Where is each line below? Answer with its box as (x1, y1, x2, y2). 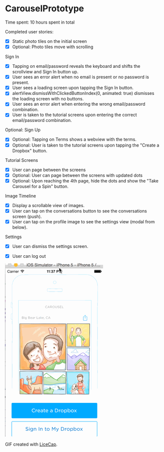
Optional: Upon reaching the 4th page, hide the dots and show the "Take (12, 178, 159, 183)
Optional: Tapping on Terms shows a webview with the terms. (12, 136, 137, 143)
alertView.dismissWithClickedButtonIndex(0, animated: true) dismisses (12, 90, 155, 96)
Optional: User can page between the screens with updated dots (12, 172, 143, 178)
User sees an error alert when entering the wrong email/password (12, 101, 145, 107)
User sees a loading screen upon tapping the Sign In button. (12, 85, 134, 91)
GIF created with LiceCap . (5, 441, 58, 448)
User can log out (12, 253, 46, 259)
